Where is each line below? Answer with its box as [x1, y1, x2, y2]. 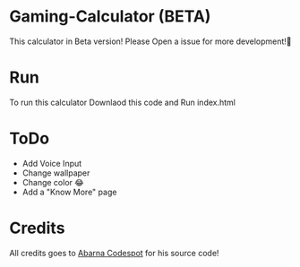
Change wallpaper [21, 168, 90, 178]
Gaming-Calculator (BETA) [9, 6, 211, 27]
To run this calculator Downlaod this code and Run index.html [9, 97, 236, 108]
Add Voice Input [21, 158, 82, 168]
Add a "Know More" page [21, 186, 117, 197]
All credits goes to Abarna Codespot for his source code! [9, 247, 219, 258]
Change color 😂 [21, 177, 84, 187]
